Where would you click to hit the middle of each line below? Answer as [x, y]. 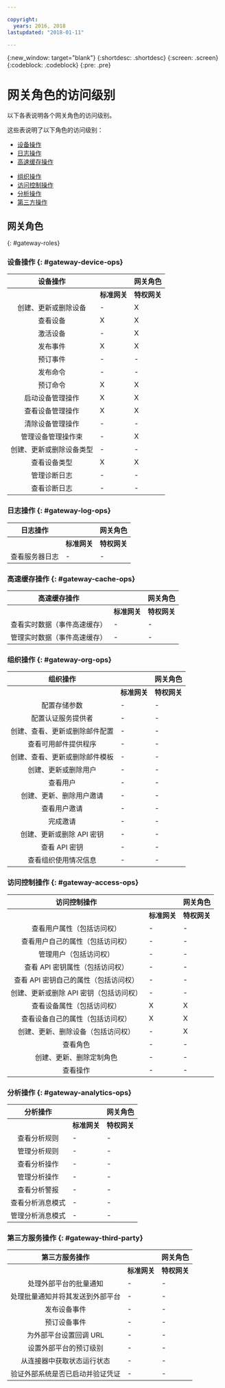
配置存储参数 [62, 706]
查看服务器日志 [35, 556]
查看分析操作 [38, 1164]
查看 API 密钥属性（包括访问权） [76, 967]
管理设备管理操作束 [52, 437]
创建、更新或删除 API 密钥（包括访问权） [76, 993]
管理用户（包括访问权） [76, 954]
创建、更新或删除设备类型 [52, 450]
